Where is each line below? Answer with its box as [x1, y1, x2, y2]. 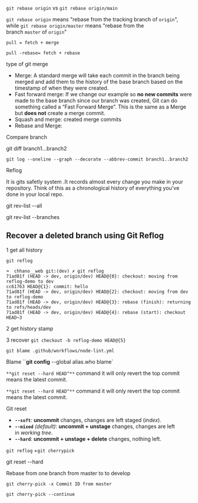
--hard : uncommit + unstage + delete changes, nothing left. [14, 435, 162, 442]
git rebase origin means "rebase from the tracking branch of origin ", [6, 16, 179, 22]
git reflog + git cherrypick [6, 446, 75, 453]
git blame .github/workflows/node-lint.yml [6, 348, 115, 354]
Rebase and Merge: [14, 122, 63, 129]
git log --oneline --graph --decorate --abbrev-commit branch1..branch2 [6, 156, 189, 162]
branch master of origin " [6, 28, 67, 35]
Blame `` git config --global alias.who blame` [6, 358, 114, 365]
